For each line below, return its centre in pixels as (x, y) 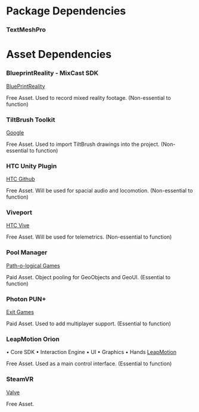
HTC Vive (18, 225)
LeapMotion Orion (33, 339)
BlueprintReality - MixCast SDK (52, 73)
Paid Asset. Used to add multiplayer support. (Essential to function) (89, 324)
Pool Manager (27, 252)
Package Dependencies (66, 11)
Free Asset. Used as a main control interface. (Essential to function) (89, 364)
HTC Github (21, 179)
